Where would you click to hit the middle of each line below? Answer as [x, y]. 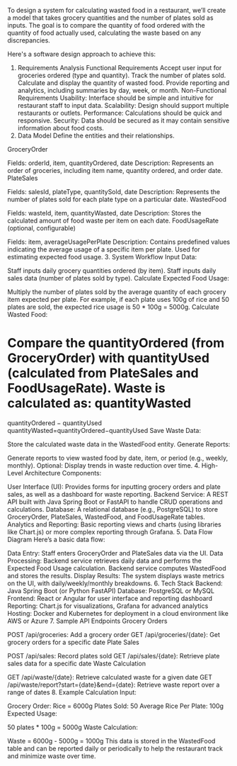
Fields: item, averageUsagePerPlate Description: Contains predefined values [119, 242]
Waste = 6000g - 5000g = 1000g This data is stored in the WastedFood [111, 740]
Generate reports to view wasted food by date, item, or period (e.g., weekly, [118, 458]
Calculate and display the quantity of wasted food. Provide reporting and [123, 83]
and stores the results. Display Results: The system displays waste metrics [116, 575]
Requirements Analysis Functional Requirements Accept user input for [120, 68]
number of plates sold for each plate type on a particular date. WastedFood [117, 199]
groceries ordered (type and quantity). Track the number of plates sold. [122, 75]
